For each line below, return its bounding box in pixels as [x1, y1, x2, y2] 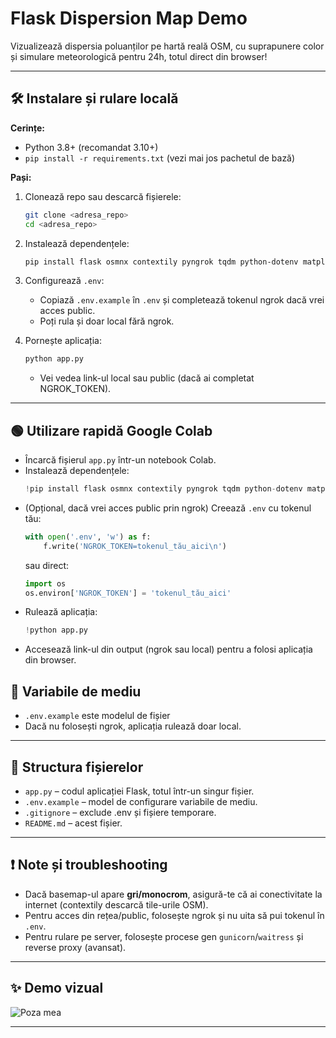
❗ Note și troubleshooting [10, 857, 168, 874]
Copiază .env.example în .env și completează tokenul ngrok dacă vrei [39, 294, 325, 306]
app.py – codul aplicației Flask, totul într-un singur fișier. [24, 785, 255, 797]
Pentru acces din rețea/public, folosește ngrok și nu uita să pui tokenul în [24, 909, 325, 921]
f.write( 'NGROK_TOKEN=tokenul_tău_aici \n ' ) [43, 541, 227, 551]
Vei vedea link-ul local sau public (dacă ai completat [39, 372, 255, 384]
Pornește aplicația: [24, 335, 102, 347]
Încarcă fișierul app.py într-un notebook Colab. [24, 454, 217, 466]
